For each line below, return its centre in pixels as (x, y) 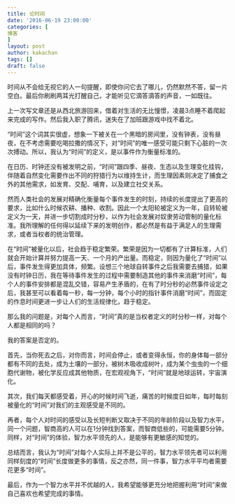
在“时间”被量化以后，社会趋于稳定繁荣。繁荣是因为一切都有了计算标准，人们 (117, 249)
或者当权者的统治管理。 (53, 234)
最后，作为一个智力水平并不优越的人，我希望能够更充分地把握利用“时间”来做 (117, 484)
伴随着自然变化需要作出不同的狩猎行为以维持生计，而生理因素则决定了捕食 (114, 175)
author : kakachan (33, 53)
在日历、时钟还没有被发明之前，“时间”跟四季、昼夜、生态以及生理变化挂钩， (117, 166)
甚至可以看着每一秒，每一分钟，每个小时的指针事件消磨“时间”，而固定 (126, 292)
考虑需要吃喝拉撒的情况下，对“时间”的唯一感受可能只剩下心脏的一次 (129, 143)
